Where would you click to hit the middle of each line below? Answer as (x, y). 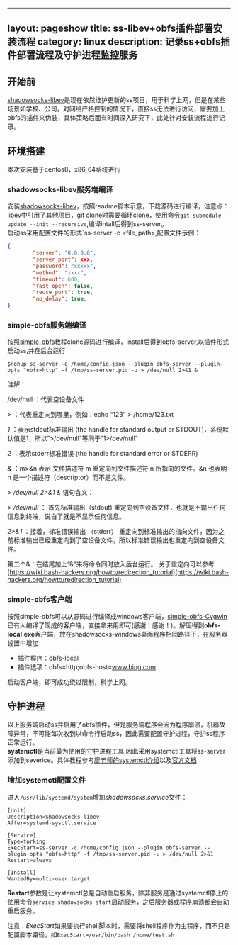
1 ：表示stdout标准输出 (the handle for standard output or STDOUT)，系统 (115, 430)
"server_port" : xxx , (63, 259)
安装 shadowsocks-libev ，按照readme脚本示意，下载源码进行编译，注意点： (118, 206)
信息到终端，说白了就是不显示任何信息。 (66, 516)
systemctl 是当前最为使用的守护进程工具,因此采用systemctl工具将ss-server (117, 751)
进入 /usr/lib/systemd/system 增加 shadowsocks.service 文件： (97, 797)
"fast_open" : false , (63, 286)
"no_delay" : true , (60, 299)
